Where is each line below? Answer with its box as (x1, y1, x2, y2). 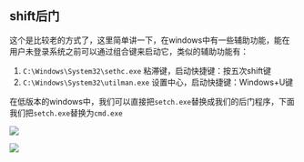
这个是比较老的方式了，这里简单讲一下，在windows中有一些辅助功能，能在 (9, 35, 290, 46)
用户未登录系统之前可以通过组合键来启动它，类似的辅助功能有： (9, 46, 248, 56)
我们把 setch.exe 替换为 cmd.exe (9, 107, 123, 118)
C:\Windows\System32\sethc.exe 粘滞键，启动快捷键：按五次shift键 (22, 65, 271, 76)
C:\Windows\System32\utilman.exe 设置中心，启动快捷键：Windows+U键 (22, 76, 294, 87)
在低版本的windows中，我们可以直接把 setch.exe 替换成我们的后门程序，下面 (9, 96, 296, 106)
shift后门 (9, 8, 60, 25)
